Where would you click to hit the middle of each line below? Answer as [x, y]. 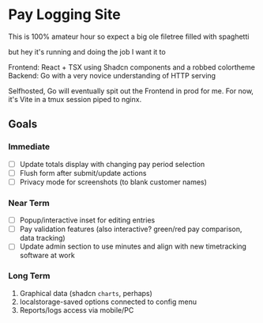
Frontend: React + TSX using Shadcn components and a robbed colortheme [131, 67]
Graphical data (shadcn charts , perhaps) [86, 293]
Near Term [29, 203]
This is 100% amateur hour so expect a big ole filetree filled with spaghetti [129, 36]
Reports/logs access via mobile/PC [77, 310]
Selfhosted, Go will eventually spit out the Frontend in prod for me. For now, [131, 91]
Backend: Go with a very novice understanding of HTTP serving [112, 75]
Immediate [29, 146]
